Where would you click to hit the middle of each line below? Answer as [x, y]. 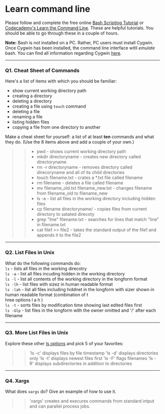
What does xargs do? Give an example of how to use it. [61, 391]
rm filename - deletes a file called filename [80, 183]
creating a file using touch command [49, 106]
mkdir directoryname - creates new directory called [89, 157]
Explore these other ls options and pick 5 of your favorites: [64, 343]
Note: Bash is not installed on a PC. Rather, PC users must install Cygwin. [79, 42]
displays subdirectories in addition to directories [83, 363]
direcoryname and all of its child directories [81, 173]
